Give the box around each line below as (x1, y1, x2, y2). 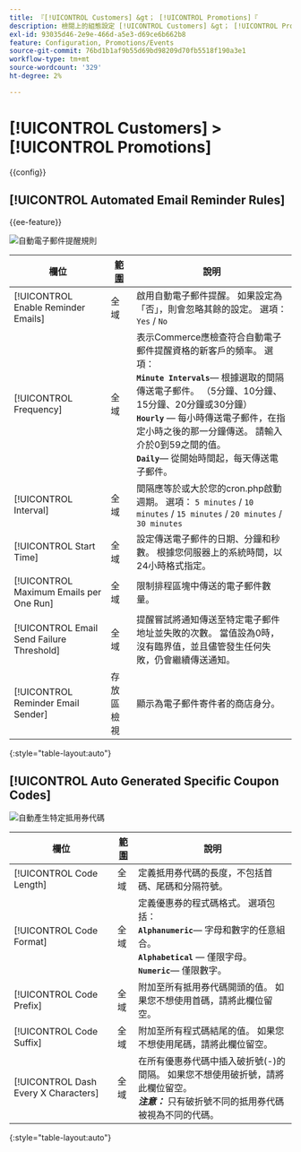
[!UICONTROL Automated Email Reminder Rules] (9, 193, 285, 208)
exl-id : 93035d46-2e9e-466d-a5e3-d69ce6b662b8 (9, 30, 186, 39)
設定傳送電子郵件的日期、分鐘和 (136, 533, 271, 545)
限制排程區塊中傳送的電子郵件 (136, 579, 262, 592)
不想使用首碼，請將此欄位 (156, 994, 264, 1007)
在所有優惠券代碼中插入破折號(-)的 (138, 1055, 286, 1068)
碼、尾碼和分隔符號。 (138, 880, 228, 893)
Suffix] (13, 1036, 42, 1049)
